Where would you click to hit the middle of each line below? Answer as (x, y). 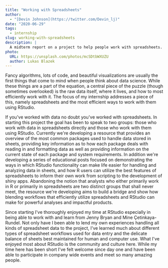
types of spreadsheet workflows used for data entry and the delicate (76, 233)
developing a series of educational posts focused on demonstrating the (79, 160)
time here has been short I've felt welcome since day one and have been (80, 249)
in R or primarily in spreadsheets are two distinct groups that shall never (79, 187)
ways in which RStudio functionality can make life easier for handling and (81, 165)
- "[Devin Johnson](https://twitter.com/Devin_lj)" (65, 19)
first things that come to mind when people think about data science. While (83, 81)
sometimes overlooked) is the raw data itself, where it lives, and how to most (84, 91)
